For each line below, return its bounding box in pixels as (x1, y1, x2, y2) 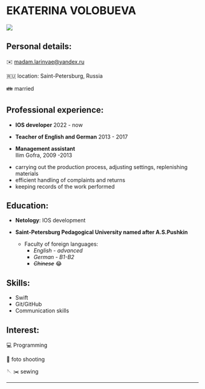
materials (15, 170, 38, 177)
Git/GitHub (15, 301, 42, 308)
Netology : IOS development (15, 217, 86, 224)
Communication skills (15, 307, 70, 314)
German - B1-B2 (33, 254, 74, 261)
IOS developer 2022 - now (15, 121, 84, 129)
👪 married (6, 85, 35, 92)
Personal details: (6, 41, 72, 52)
